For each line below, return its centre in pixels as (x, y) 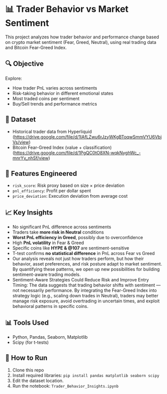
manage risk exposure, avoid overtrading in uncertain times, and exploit (86, 301)
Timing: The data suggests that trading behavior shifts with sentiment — (86, 285)
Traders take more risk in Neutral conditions (58, 232)
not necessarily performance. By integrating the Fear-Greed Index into (84, 290)
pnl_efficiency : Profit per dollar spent (52, 191)
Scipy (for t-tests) (30, 342)
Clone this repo (28, 370)
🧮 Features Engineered (41, 174)
